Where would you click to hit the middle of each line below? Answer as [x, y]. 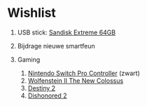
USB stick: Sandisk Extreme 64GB [66, 32]
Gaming [29, 59]
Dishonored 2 [48, 95]
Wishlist [31, 13]
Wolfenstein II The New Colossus [76, 80]
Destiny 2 [42, 88]
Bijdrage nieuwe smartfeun [56, 46]
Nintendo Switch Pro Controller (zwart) [84, 73]
